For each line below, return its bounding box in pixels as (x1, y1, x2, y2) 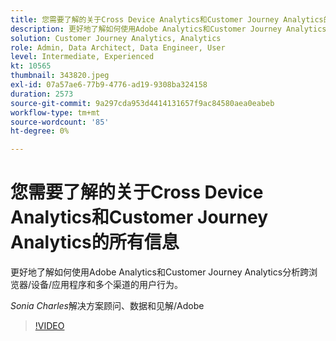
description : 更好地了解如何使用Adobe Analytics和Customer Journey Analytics (10, 24, 327, 34)
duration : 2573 (10, 89, 74, 99)
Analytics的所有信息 (10, 231, 180, 254)
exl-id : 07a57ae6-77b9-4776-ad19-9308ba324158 (10, 80, 208, 90)
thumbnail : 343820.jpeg (10, 71, 110, 81)
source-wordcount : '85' (10, 117, 110, 127)
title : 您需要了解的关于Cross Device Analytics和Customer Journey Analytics (10, 14, 324, 25)
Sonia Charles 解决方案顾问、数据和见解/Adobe (10, 300, 205, 312)
